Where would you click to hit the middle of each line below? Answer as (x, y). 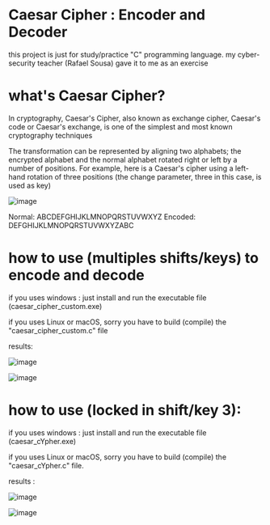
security (22, 63)
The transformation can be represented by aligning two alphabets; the (125, 150)
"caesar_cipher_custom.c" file (58, 330)
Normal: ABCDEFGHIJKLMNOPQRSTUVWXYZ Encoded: (102, 217)
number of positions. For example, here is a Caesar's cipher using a (121, 168)
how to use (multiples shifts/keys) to (133, 258)
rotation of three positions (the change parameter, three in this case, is (144, 176)
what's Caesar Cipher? (87, 96)
